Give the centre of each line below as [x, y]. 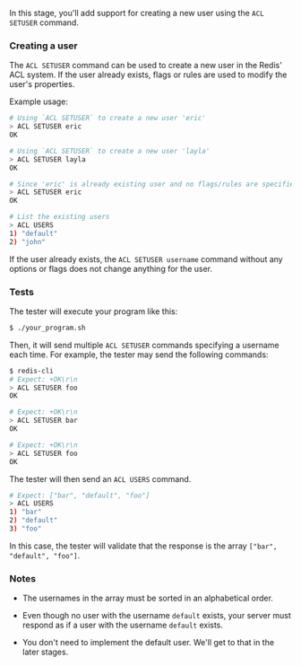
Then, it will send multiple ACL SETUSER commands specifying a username [144, 345]
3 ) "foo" [26, 529]
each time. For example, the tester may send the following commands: [139, 355]
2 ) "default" [34, 521]
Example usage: [39, 101]
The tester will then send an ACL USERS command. [100, 478]
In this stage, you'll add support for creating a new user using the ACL [137, 13]
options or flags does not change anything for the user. [111, 268]
